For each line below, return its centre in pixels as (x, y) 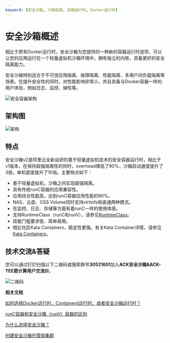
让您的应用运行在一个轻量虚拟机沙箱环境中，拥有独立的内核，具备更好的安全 (85, 58)
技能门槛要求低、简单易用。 (41, 221)
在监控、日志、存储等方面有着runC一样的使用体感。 (66, 209)
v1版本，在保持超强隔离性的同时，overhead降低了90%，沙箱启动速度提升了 (84, 166)
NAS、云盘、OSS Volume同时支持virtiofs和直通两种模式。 (73, 202)
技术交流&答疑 (28, 251)
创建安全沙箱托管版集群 (30, 335)
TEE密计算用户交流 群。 (30, 271)
